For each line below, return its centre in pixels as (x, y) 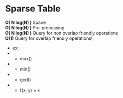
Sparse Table (33, 9)
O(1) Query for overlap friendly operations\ (49, 38)
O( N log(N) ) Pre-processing (35, 27)
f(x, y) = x (30, 90)
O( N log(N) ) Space (26, 22)
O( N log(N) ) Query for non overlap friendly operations (61, 33)
